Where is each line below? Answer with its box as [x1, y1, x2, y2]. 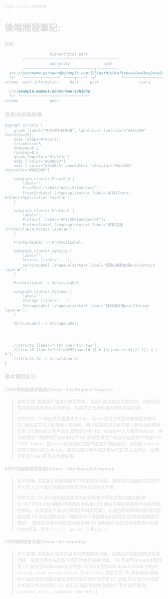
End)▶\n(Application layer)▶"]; [5, 195, 72, 200]
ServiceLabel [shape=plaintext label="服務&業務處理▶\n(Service [23, 263, 155, 268]
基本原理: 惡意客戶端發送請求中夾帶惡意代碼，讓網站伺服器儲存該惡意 [17, 551, 160, 557]
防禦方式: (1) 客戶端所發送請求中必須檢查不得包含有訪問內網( [17, 494, 142, 501]
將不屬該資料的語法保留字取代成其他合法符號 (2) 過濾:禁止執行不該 [17, 576, 154, 582]
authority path [49, 61, 113, 66]
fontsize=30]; [5, 133, 35, 138]
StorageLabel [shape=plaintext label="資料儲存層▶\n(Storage [23, 304, 149, 309]
